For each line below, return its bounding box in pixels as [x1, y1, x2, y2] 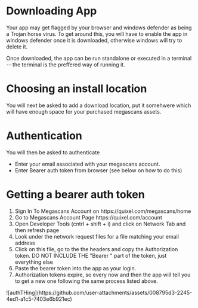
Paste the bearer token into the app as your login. [14, 264, 137, 272]
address [14, 239, 35, 246]
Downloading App [6, 4, 97, 18]
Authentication [6, 129, 82, 143]
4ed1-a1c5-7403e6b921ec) [6, 295, 73, 303]
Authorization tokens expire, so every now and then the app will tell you [14, 271, 191, 278]
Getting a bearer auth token [6, 188, 145, 201]
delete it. [6, 43, 28, 50]
